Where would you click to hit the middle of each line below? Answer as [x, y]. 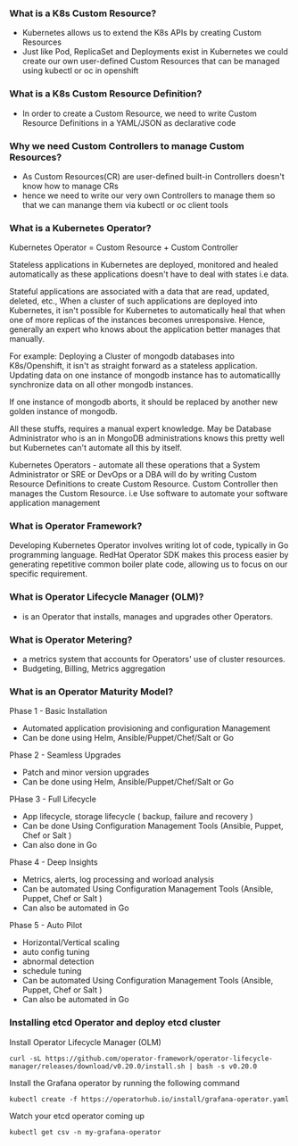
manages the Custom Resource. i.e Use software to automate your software [149, 494]
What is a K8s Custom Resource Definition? [106, 94]
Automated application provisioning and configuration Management [146, 728]
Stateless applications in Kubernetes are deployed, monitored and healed [144, 265]
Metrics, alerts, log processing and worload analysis [118, 880]
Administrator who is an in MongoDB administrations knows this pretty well [147, 438]
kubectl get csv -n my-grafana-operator [86, 1132]
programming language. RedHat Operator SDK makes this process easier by [149, 555]
